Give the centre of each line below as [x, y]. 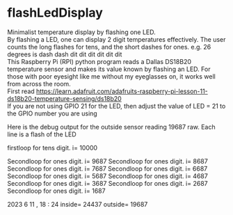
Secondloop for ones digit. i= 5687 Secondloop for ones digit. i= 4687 [108, 176]
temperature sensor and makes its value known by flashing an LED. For [109, 69]
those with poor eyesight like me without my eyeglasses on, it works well [111, 76]
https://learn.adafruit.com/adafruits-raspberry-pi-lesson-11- [122, 91]
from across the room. [39, 83]
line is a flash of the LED [42, 134]
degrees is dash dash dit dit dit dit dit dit [65, 54]
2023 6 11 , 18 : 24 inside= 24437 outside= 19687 [78, 204]
